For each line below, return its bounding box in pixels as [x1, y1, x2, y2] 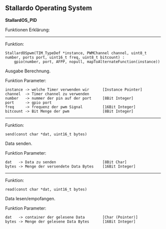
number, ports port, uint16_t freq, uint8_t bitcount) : [5, 55, 125, 60]
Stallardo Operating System [5, 4, 92, 12]
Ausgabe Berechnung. [5, 68, 51, 74]
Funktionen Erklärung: [5, 27, 50, 33]
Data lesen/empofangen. [5, 195, 56, 201]
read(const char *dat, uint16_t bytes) [5, 187, 87, 192]
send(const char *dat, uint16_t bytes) [5, 131, 87, 137]
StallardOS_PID [5, 17, 37, 23]
